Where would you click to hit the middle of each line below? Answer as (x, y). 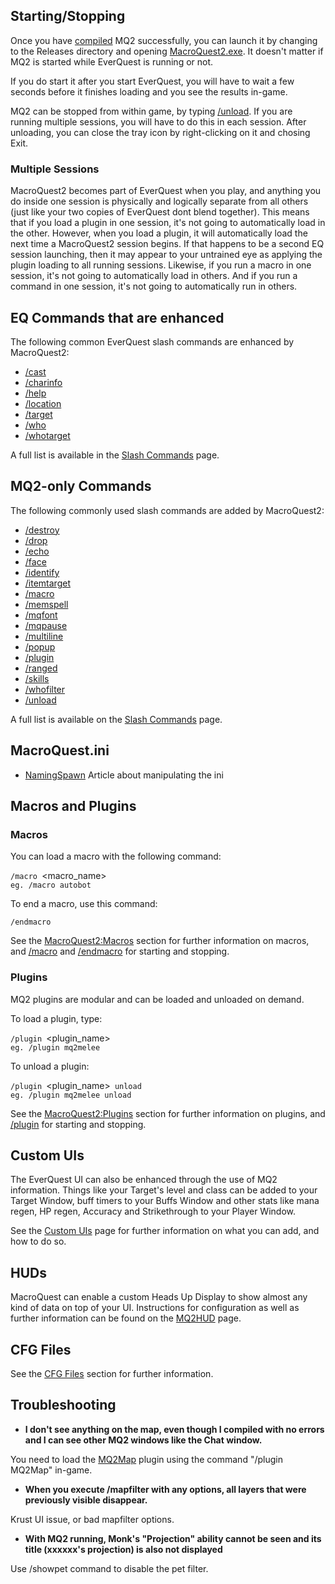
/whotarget (47, 435)
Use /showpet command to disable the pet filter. (109, 1568)
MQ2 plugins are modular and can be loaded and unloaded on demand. (157, 999)
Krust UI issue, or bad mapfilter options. (92, 1519)
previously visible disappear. (86, 1500)
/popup (40, 646)
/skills (37, 678)
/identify (42, 572)
